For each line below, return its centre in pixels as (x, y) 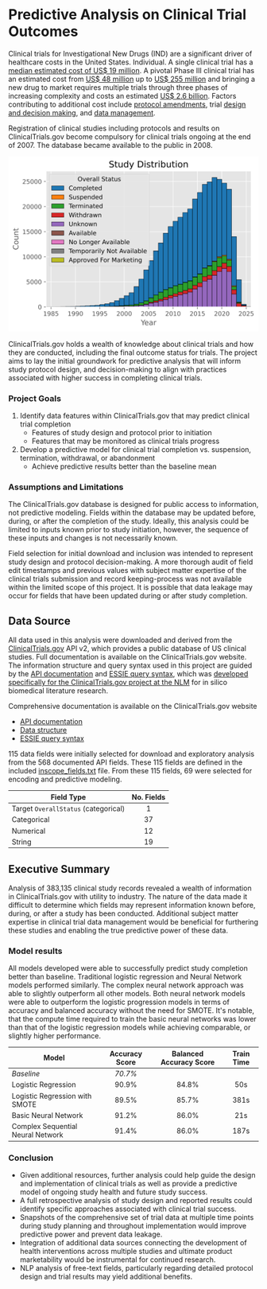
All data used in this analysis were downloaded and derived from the (120, 640)
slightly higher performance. (55, 1036)
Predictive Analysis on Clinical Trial (128, 15)
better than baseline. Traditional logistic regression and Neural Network (125, 977)
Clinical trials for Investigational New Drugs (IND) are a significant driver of (130, 53)
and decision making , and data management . (82, 112)
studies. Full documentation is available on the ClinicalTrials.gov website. (128, 657)
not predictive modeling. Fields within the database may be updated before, (132, 513)
